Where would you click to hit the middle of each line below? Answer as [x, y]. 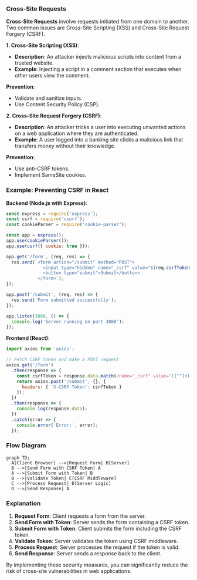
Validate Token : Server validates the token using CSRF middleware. [96, 541]
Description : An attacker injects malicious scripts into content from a [98, 57]
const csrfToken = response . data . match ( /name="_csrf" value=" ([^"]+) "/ [106, 376]
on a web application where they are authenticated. [77, 133]
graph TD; [18, 458]
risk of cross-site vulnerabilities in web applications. [69, 571]
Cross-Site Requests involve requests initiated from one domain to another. [98, 22]
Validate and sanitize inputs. [48, 98]
